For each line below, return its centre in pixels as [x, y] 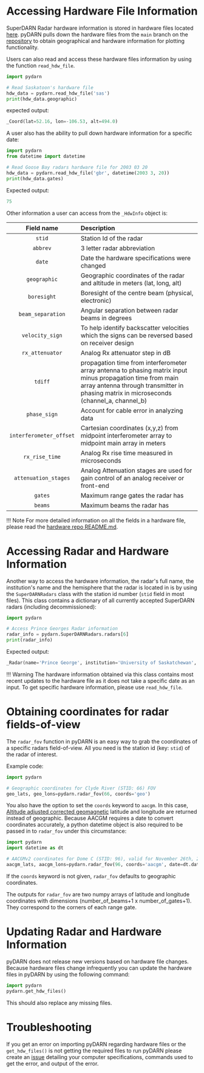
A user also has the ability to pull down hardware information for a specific [99, 133]
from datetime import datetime [46, 157]
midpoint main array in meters [123, 443]
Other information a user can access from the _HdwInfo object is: [87, 213]
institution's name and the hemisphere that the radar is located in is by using [102, 587]
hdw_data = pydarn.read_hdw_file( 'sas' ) [58, 93]
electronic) [96, 300]
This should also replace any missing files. [59, 1003]
